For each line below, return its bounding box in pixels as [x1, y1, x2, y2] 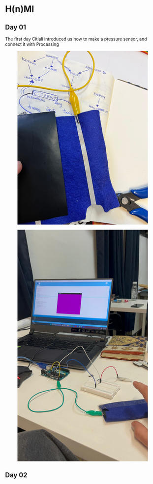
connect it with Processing [5, 41, 59, 47]
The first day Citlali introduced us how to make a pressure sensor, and [5, 36, 147, 42]
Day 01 [5, 23, 26, 31]
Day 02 [5, 471, 28, 480]
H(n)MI [5, 3, 34, 15]
